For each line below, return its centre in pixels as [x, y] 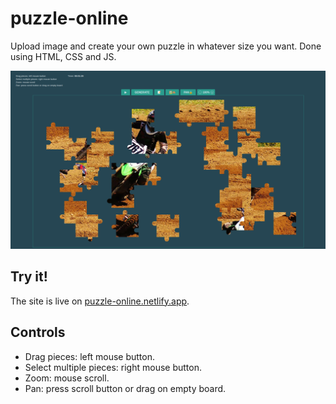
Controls [38, 332]
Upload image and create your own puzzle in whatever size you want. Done [166, 46]
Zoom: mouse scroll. [67, 378]
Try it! [29, 277]
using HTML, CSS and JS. [63, 56]
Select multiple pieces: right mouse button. [113, 367]
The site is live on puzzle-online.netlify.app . [100, 301]
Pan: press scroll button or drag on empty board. [125, 388]
